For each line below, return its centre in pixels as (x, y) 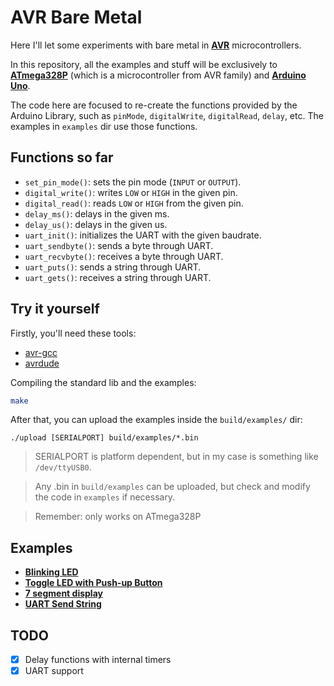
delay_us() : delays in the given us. (96, 224)
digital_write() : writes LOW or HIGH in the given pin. (131, 192)
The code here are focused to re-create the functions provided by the (154, 105)
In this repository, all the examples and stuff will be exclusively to (144, 64)
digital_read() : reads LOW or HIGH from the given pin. (134, 203)
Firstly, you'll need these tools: (73, 333)
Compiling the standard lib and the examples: (103, 382)
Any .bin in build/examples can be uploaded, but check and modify (172, 487)
